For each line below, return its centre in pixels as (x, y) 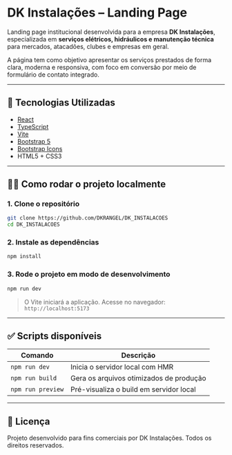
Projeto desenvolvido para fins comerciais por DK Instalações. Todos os (109, 438)
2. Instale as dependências (53, 242)
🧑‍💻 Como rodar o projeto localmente (87, 184)
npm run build (34, 378)
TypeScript (33, 126)
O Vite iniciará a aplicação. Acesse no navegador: (95, 302)
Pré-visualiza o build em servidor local (133, 389)
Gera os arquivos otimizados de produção (138, 378)
